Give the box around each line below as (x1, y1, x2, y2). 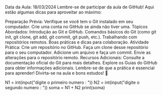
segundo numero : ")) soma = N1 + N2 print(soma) (5, 85, 105, 90)
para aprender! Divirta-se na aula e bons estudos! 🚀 (5, 70, 108, 76)
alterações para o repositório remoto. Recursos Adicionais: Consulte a (5, 55, 145, 60)
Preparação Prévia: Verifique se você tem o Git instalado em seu (5, 19, 133, 24)
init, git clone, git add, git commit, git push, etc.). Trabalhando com (5, 34, 138, 40)
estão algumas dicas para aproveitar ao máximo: (5, 9, 102, 15)
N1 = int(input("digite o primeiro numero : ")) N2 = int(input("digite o (5, 79, 140, 85)
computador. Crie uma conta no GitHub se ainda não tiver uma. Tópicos (5, 24, 148, 30)
